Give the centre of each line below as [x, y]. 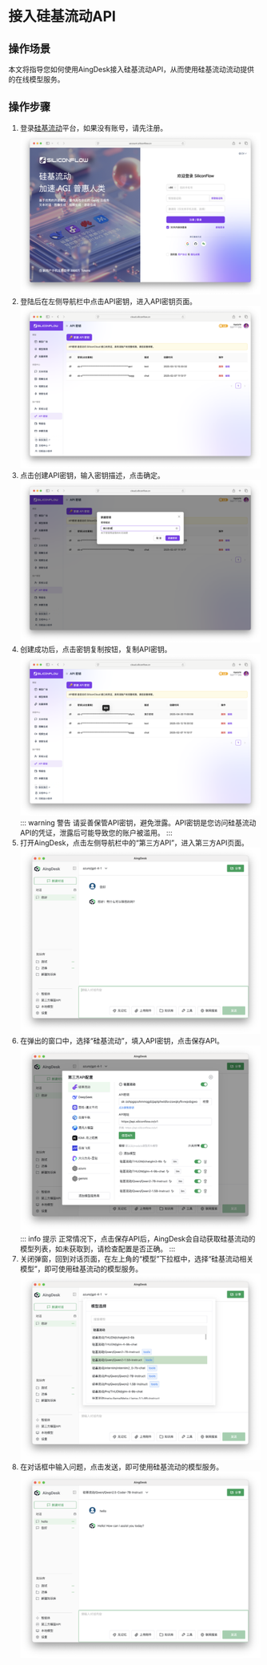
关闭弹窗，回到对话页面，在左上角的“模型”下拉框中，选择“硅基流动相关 [137, 1258]
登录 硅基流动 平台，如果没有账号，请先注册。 [94, 128]
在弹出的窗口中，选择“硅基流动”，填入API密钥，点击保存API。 [122, 1040]
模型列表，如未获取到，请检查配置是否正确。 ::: [98, 1249]
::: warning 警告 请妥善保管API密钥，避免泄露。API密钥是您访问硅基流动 [138, 823]
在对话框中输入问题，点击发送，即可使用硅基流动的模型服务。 [122, 1466]
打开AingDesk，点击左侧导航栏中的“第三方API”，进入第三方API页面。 [134, 843]
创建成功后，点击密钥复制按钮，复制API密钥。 [96, 649]
